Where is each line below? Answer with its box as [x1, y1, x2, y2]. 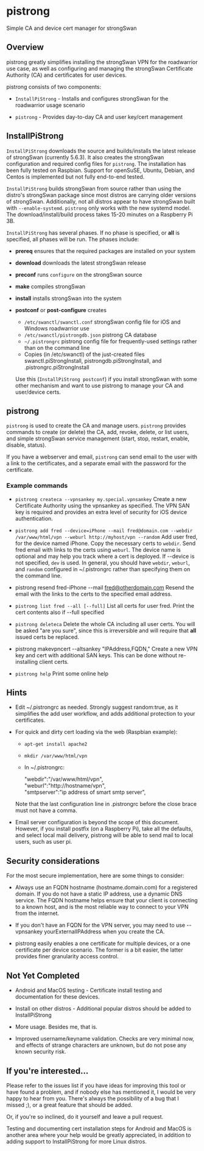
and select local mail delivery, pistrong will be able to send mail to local [15, 832, 194, 839]
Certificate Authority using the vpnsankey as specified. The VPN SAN [15, 502, 190, 509]
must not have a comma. [15, 807, 77, 814]
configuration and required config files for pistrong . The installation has [6, 160, 187, 167]
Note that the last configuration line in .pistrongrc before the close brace [15, 800, 197, 808]
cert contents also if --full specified [15, 608, 105, 616]
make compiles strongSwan [15, 282, 86, 290]
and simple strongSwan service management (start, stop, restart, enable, [6, 435, 190, 443]
